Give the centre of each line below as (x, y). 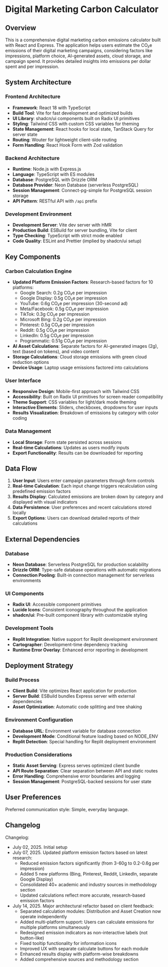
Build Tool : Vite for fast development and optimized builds (72, 113)
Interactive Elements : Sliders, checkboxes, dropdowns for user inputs (85, 408)
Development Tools (29, 628)
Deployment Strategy (39, 666)
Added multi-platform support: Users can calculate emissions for (87, 922)
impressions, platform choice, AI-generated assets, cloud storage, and (78, 56)
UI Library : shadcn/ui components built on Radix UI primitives (76, 118)
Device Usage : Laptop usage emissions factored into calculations (80, 367)
